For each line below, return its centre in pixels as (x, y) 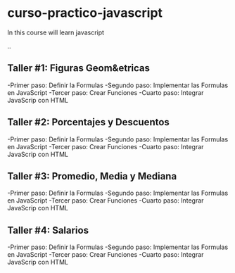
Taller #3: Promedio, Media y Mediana (92, 176)
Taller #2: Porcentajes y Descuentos (89, 122)
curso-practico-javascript (85, 13)
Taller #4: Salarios (48, 230)
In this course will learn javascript (56, 32)
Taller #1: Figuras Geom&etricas (78, 68)
